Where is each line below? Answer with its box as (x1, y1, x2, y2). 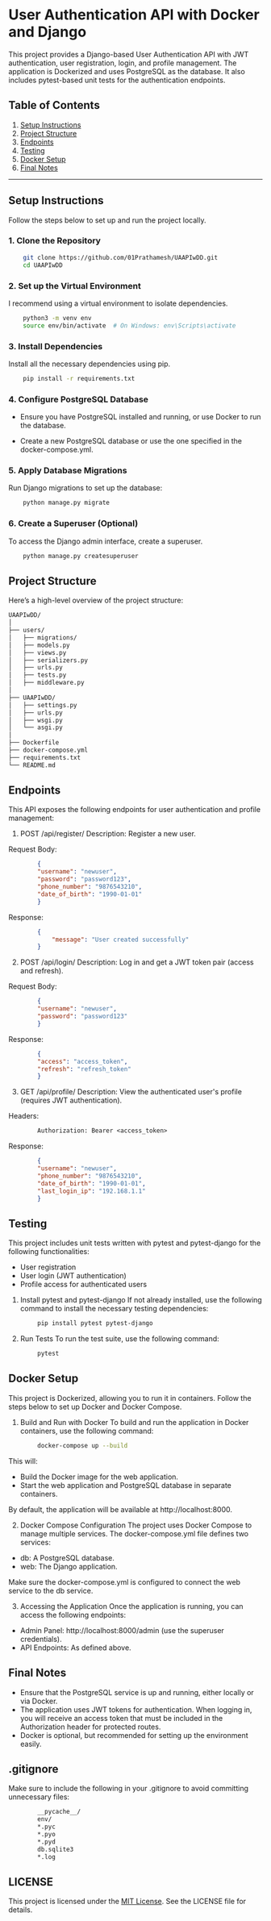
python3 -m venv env (23, 314, 92, 322)
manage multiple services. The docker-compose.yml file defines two (19, 1528, 248, 1538)
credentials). (19, 1634, 62, 1644)
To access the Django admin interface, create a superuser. (8, 536, 203, 546)
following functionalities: (8, 1247, 90, 1256)
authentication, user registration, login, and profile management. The (8, 58, 237, 68)
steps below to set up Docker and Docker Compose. (8, 1402, 182, 1411)
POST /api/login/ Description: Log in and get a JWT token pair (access (19, 957, 254, 967)
